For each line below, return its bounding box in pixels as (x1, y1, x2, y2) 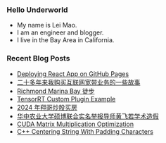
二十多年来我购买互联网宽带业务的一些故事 (16, 77, 141, 86)
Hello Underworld (6, 5, 68, 15)
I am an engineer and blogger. (16, 28, 104, 37)
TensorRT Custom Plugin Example (16, 94, 116, 103)
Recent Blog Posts (6, 54, 70, 63)
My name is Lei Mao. (16, 21, 77, 30)
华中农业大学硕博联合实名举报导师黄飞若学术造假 (16, 111, 159, 120)
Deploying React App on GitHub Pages (16, 69, 129, 78)
